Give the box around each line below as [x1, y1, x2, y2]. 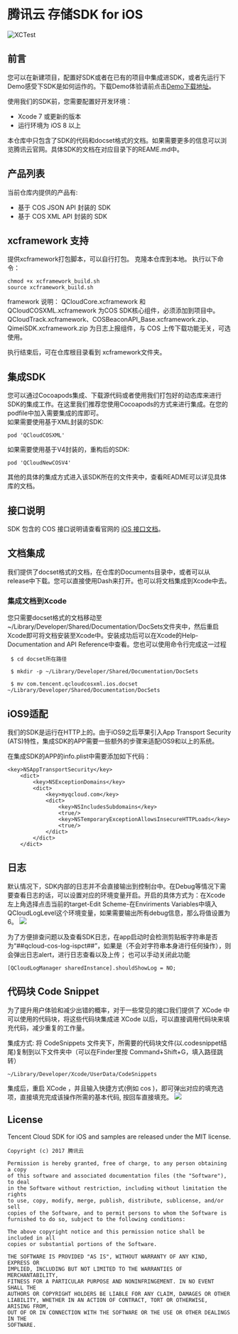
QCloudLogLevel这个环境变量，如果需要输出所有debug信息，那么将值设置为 [7, 909, 231, 917]
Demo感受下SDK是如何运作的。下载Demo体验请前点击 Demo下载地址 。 [7, 82, 215, 90]
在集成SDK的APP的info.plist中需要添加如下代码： [7, 752, 151, 760]
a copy [7, 1166, 27, 1173]
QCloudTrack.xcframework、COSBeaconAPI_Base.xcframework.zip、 [7, 315, 213, 324]
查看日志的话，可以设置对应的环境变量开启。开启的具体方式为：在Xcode [13, 891, 226, 899]
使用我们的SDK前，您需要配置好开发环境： [7, 97, 133, 105]
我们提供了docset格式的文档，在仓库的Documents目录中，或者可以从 [7, 568, 211, 576]
